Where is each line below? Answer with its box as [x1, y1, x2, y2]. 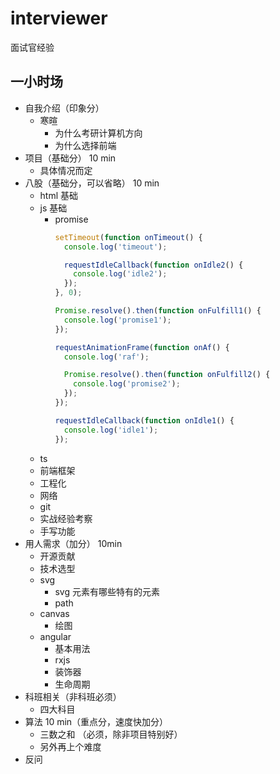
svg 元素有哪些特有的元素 [54, 585, 160, 597]
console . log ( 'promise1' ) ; [63, 315, 172, 325]
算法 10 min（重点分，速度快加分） [24, 715, 169, 727]
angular [39, 630, 72, 642]
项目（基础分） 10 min [24, 152, 117, 164]
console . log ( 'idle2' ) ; [73, 269, 168, 279]
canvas [39, 607, 70, 619]
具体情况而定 [39, 164, 93, 176]
